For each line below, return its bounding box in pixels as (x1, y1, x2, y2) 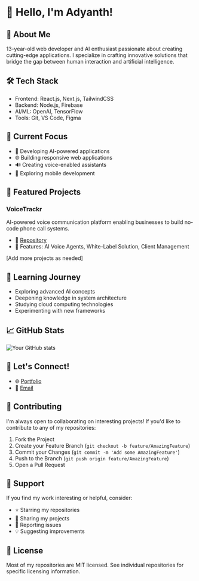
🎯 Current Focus (6, 131, 68, 142)
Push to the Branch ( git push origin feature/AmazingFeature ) (14, 454, 169, 462)
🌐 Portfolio (14, 378, 42, 385)
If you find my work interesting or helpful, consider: (6, 495, 133, 502)
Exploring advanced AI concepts (14, 288, 96, 295)
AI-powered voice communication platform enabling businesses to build (6, 218, 183, 226)
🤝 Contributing (6, 402, 62, 412)
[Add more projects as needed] (6, 254, 84, 262)
